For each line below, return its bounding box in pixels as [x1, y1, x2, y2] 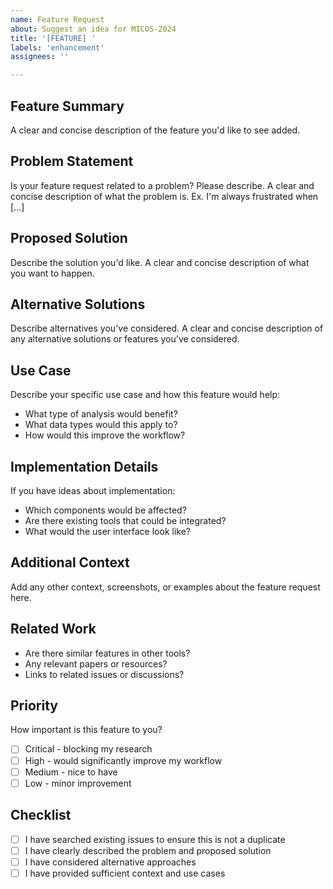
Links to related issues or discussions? [24, 668, 185, 680]
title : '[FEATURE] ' [10, 33, 97, 43]
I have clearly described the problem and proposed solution [24, 844, 272, 856]
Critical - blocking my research [24, 743, 153, 755]
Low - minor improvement [24, 777, 132, 789]
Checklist [10, 807, 72, 824]
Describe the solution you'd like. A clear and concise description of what [10, 256, 310, 268]
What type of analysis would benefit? [24, 408, 178, 420]
